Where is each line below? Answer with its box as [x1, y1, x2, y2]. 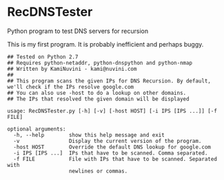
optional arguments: [7, 125, 67, 133]
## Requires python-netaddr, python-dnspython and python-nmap [7, 59, 193, 66]
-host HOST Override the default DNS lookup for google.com [13, 144, 212, 150]
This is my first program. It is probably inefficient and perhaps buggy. [7, 40, 204, 48]
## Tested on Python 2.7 [7, 53, 79, 60]
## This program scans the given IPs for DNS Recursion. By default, [7, 77, 212, 85]
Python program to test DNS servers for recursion [7, 27, 149, 35]
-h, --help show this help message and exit [13, 131, 165, 138]
